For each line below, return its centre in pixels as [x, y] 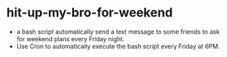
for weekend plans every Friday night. [71, 38]
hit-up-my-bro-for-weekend [90, 13]
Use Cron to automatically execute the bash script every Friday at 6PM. [118, 46]
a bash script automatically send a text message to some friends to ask [118, 32]
